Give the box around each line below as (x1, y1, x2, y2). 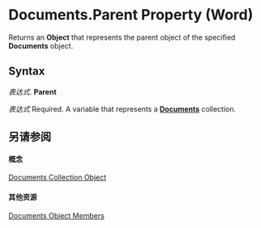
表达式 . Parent (8, 87, 57, 96)
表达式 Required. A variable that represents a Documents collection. (8, 103, 237, 114)
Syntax (8, 65, 45, 78)
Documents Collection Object (8, 172, 107, 183)
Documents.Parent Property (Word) (8, 6, 254, 24)
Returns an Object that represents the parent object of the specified (8, 32, 236, 42)
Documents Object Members (8, 210, 105, 220)
